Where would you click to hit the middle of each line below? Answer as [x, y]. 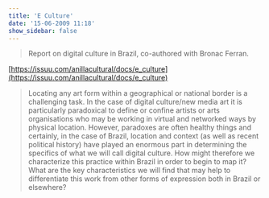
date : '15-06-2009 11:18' [52, 23]
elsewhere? [47, 188]
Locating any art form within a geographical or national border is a [138, 93]
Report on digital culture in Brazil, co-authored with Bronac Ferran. [139, 54]
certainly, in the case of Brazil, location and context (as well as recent [143, 136]
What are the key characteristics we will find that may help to [129, 171]
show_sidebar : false [43, 31]
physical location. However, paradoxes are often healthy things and [140, 128]
